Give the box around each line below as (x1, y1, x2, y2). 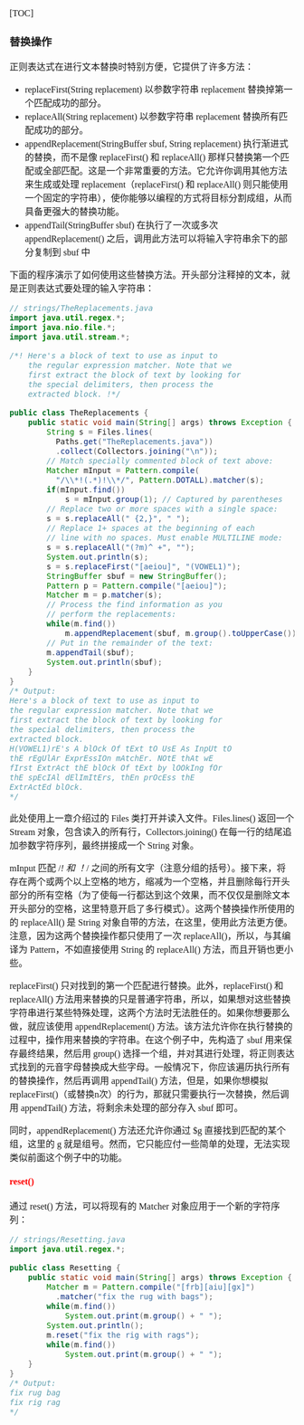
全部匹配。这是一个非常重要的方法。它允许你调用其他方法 (43, 166, 288, 176)
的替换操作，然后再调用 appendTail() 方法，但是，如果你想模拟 (9, 1076, 269, 1087)
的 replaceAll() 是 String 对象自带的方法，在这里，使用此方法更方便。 (9, 917, 293, 928)
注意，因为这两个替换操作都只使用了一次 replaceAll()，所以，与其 (9, 931, 282, 942)
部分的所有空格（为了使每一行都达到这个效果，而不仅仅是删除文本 (9, 890, 291, 901)
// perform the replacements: (46, 609, 176, 620)
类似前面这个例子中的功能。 (9, 1153, 128, 1164)
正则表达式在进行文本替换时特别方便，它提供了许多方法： (9, 62, 255, 72)
